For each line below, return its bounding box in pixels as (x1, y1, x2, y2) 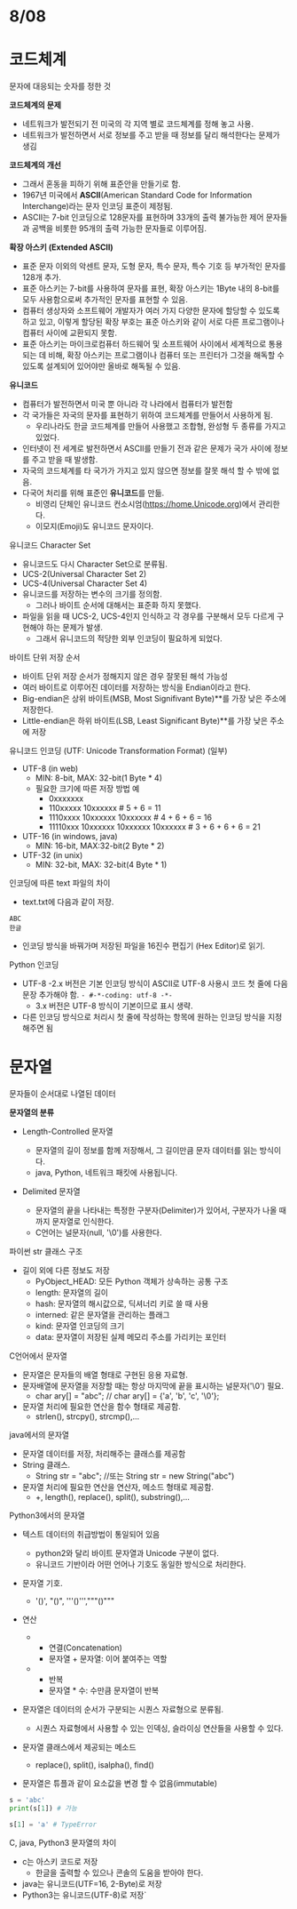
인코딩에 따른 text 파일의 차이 (9, 878, 111, 888)
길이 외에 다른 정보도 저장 (21, 1265, 111, 1276)
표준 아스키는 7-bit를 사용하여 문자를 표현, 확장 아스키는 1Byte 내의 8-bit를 (21, 283, 280, 294)
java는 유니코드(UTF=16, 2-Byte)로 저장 (21, 1878, 162, 1889)
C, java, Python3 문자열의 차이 (9, 1837, 117, 1848)
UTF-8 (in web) (21, 763, 79, 774)
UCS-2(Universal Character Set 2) (21, 569, 147, 580)
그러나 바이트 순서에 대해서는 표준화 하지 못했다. (35, 600, 201, 611)
